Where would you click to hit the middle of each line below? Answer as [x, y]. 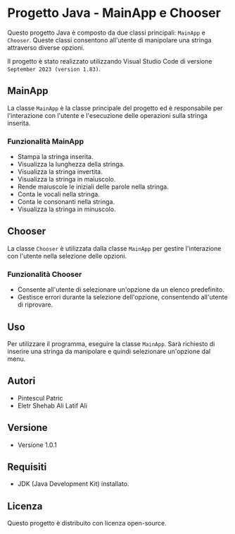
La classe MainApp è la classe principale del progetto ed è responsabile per [115, 108]
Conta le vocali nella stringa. [58, 194]
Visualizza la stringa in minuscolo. [66, 209]
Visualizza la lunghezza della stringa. [71, 165]
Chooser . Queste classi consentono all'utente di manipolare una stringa [109, 40]
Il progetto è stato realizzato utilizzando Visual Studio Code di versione [110, 61]
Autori [21, 381]
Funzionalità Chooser [45, 274]
